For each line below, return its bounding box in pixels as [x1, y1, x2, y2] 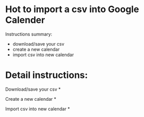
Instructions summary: [5, 31, 52, 37]
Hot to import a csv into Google [5, 4, 139, 15]
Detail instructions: [5, 69, 88, 81]
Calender [5, 14, 45, 26]
